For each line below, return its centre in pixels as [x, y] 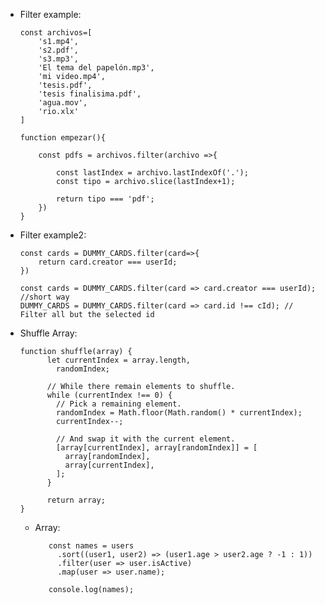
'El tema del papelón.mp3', [96, 68]
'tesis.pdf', [65, 85]
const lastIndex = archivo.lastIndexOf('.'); [152, 173]
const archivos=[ [56, 33]
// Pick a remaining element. [119, 404]
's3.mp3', [58, 59]
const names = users [91, 546]
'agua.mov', [63, 103]
